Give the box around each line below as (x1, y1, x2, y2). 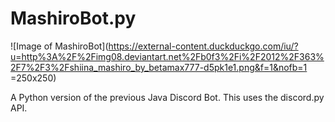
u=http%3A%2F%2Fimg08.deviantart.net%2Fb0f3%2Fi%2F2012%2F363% (10, 50, 325, 62)
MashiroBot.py (10, 7, 137, 30)
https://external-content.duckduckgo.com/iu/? (108, 40, 299, 52)
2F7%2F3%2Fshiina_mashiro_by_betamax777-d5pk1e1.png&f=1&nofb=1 (10, 61, 308, 73)
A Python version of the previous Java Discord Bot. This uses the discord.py (10, 91, 325, 103)
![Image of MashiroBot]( (10, 40, 109, 52)
